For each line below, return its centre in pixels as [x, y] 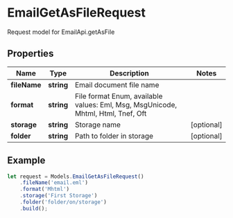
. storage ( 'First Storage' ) [59, 196]
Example [26, 161]
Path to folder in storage [114, 136]
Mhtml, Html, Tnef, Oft [111, 113]
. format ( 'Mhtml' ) [45, 189]
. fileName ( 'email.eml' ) [54, 183]
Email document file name [117, 84]
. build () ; [34, 208]
